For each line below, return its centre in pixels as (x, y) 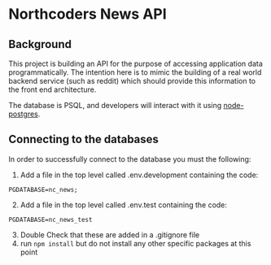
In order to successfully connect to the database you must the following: (130, 159)
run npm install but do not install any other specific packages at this (135, 243)
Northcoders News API (87, 14)
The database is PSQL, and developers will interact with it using (115, 105)
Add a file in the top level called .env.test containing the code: (124, 205)
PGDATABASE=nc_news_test (50, 219)
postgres (23, 114)
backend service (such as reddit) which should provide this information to (132, 81)
